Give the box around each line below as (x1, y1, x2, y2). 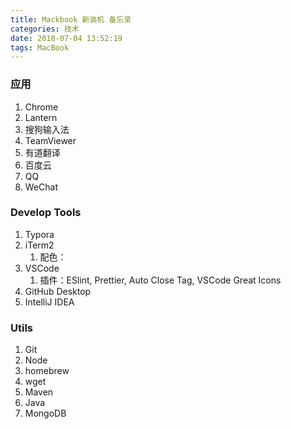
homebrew (24, 365, 70, 377)
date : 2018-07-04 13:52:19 (10, 33, 123, 43)
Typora (24, 228, 55, 240)
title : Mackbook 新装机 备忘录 (10, 14, 132, 25)
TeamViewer (24, 134, 77, 146)
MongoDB (24, 407, 67, 420)
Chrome (24, 101, 59, 113)
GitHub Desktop (24, 285, 92, 297)
